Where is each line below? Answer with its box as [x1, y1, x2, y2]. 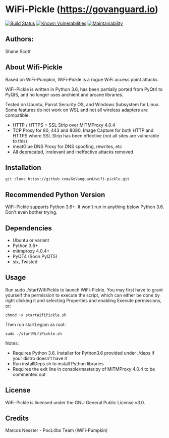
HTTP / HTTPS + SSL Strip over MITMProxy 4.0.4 [12, 122, 116, 128]
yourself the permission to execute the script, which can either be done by [5, 292, 160, 298]
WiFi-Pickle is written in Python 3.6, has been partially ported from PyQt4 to [5, 86, 163, 92]
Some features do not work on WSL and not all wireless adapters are [5, 107, 148, 113]
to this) [12, 138, 28, 144]
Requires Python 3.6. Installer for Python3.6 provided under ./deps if [12, 350, 155, 356]
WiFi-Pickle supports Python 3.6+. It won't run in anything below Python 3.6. [5, 204, 164, 210]
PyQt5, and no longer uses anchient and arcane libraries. [5, 91, 124, 98]
